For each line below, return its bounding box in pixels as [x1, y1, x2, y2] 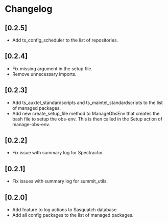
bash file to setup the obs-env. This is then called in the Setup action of [12, 116, 163, 122]
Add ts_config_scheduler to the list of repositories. [12, 37, 118, 43]
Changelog [5, 3, 53, 15]
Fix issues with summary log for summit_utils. [12, 178, 108, 185]
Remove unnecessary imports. [12, 71, 77, 77]
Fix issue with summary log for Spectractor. [12, 150, 104, 156]
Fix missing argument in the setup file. [12, 65, 93, 72]
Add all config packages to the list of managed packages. [12, 212, 134, 218]
